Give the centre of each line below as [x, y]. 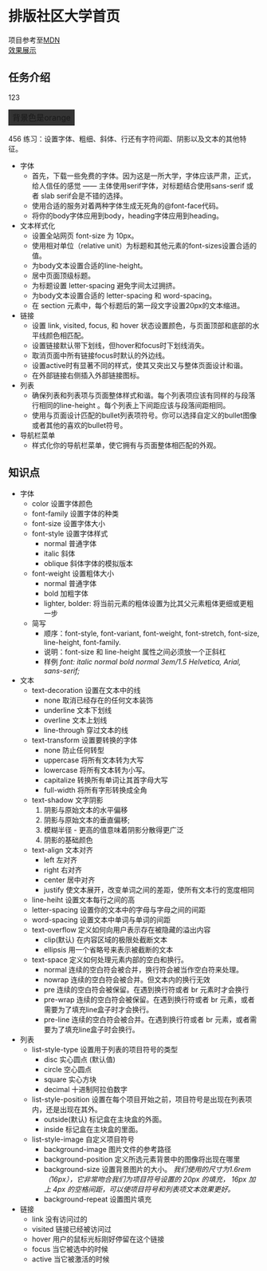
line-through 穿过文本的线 [86, 730]
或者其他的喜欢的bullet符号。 [79, 425]
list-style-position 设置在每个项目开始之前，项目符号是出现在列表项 [142, 1099]
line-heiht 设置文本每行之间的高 [83, 900]
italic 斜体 [59, 553]
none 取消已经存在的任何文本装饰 [98, 700]
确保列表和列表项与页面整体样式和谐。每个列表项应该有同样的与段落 [143, 395]
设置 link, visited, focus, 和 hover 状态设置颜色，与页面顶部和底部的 [142, 325]
